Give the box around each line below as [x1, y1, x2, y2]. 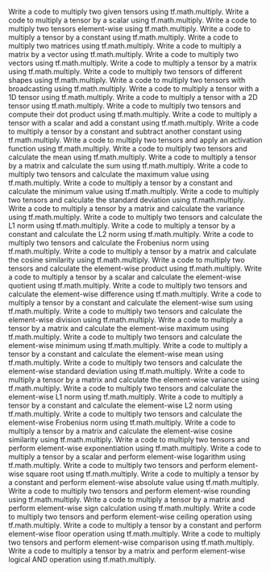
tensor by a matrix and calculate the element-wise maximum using [8, 324, 230, 333]
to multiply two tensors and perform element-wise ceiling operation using [8, 512, 252, 521]
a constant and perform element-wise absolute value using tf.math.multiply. [8, 478, 260, 487]
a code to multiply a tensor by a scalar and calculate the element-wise [8, 272, 242, 281]
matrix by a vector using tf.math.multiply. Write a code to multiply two [8, 50, 239, 59]
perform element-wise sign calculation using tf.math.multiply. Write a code [8, 504, 256, 512]
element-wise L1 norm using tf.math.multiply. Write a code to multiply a [8, 392, 243, 401]
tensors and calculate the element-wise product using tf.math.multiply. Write [8, 263, 262, 273]
